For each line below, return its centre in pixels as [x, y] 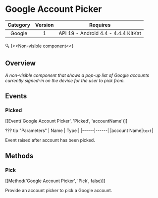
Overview [21, 63]
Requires [100, 25]
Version [44, 25]
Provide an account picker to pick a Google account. [59, 191]
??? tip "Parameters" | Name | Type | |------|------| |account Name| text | [79, 131]
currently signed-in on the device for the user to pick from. [65, 80]
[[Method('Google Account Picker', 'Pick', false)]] [55, 181]
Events [16, 96]
